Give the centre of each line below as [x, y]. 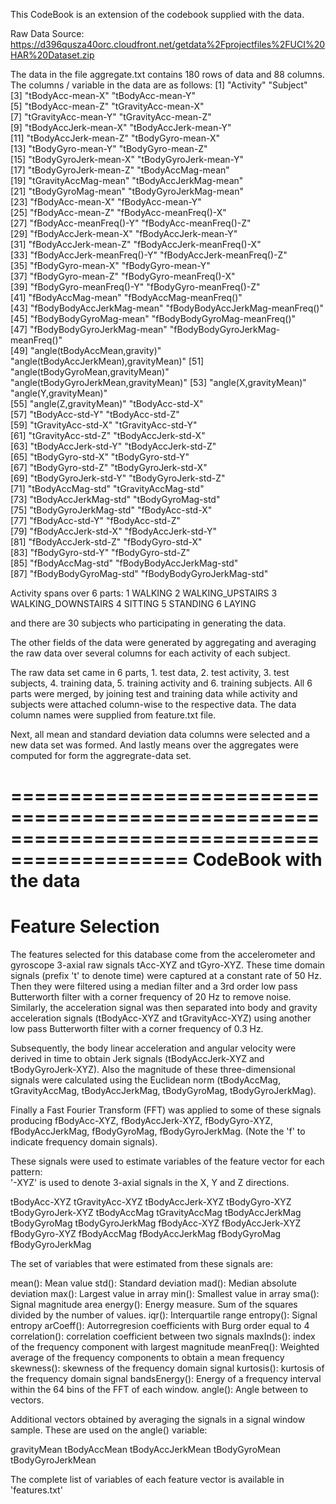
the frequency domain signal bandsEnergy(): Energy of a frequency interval [166, 1379]
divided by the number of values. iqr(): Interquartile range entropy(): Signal [164, 1315]
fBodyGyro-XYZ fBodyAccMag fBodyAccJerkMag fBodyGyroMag [146, 1234]
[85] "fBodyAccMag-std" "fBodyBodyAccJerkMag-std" [124, 563]
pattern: [26, 1172]
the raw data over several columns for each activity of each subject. [150, 653]
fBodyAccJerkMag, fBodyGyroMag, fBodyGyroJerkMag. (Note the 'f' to [158, 1131]
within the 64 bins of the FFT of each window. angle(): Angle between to [159, 1390]
